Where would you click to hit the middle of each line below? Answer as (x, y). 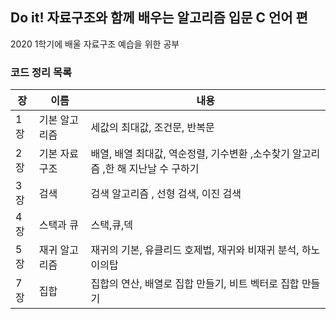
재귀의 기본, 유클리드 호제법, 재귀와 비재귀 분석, (195, 250)
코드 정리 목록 (41, 72)
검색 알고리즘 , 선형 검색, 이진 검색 (166, 194)
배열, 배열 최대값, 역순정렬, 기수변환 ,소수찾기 (190, 154)
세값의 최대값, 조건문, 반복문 (152, 128)
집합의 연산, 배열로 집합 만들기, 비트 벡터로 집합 (195, 284)
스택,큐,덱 (111, 225)
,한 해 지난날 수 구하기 (151, 169)
